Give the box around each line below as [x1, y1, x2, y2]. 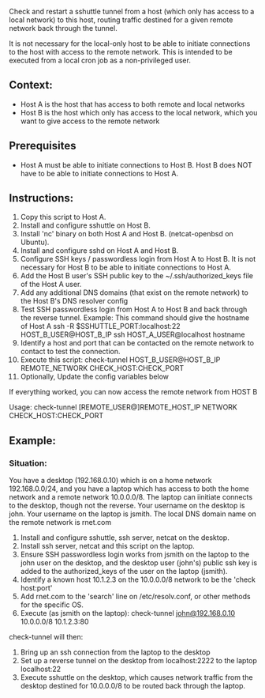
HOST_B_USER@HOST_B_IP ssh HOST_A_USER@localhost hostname [20, 330, 245, 339]
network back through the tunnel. [9, 24, 118, 32]
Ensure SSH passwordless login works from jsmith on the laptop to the [20, 549, 250, 560]
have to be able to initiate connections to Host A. [20, 168, 179, 178]
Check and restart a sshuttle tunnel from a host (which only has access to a [9, 7, 255, 16]
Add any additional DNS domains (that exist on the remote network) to [20, 288, 249, 297]
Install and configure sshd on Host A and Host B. [20, 246, 179, 255]
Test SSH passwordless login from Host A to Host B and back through [20, 304, 248, 315]
